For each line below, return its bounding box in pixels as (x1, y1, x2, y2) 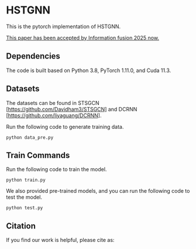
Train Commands (6, 150, 70, 160)
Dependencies (6, 51, 60, 62)
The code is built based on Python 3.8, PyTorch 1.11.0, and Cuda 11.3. (6, 67, 171, 74)
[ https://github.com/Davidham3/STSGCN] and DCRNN (6, 105, 137, 112)
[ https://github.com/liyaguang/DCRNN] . (6, 112, 102, 119)
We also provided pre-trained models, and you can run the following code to (6, 187, 190, 195)
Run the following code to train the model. (6, 166, 107, 173)
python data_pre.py (6, 134, 54, 141)
